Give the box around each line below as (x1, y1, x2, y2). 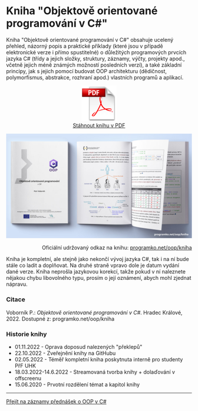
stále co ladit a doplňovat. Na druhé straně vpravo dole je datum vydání (6, 262, 180, 269)
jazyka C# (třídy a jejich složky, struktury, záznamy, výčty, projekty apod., (6, 55, 185, 62)
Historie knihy (6, 330, 47, 338)
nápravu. (6, 280, 28, 288)
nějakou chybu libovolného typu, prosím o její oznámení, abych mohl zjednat (6, 275, 192, 282)
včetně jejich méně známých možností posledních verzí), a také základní (6, 61, 182, 68)
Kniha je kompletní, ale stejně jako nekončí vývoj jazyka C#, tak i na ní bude (6, 256, 190, 263)
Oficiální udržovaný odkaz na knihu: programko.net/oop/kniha (42, 244, 192, 252)
